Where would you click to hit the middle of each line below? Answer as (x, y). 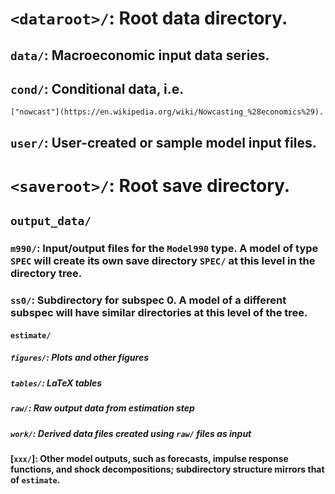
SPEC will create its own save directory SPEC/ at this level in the (163, 261)
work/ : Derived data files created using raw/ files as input (131, 433)
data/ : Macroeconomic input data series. (140, 55)
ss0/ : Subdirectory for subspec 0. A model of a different (148, 300)
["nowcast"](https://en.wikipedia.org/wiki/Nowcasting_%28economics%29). (167, 112)
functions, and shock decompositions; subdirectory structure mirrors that (167, 469)
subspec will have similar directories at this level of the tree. (159, 313)
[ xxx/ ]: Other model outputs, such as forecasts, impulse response (149, 458)
